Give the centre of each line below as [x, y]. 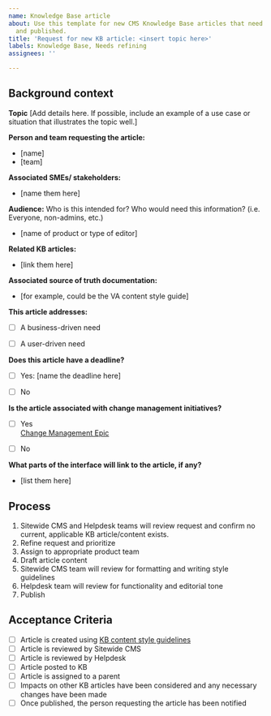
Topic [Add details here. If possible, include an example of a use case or [129, 113]
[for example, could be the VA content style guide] [104, 296]
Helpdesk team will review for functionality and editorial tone [121, 586]
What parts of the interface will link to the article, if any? [105, 465]
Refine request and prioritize [68, 543]
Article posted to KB [54, 667]
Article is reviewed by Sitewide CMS [81, 649]
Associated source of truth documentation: [83, 280]
